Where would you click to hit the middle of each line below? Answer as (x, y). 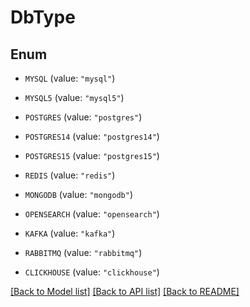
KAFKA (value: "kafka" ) (70, 233)
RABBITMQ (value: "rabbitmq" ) (83, 252)
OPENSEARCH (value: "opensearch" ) (92, 214)
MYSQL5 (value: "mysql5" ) (74, 97)
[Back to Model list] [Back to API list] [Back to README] (125, 291)
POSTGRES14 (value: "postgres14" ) (92, 136)
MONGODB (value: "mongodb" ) (78, 194)
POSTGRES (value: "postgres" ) (83, 117)
